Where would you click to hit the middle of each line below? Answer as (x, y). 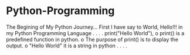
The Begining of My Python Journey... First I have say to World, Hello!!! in (94, 27)
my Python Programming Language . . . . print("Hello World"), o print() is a (95, 33)
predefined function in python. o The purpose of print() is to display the (92, 39)
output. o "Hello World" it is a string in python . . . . (67, 46)
